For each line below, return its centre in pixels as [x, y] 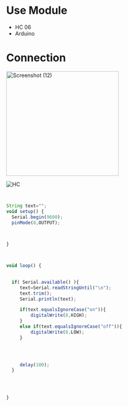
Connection [36, 58]
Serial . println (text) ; [48, 299]
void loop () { [24, 266]
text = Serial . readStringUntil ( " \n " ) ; [66, 288]
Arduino [25, 33]
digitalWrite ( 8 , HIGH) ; [59, 315]
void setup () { [25, 211]
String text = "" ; [26, 206]
